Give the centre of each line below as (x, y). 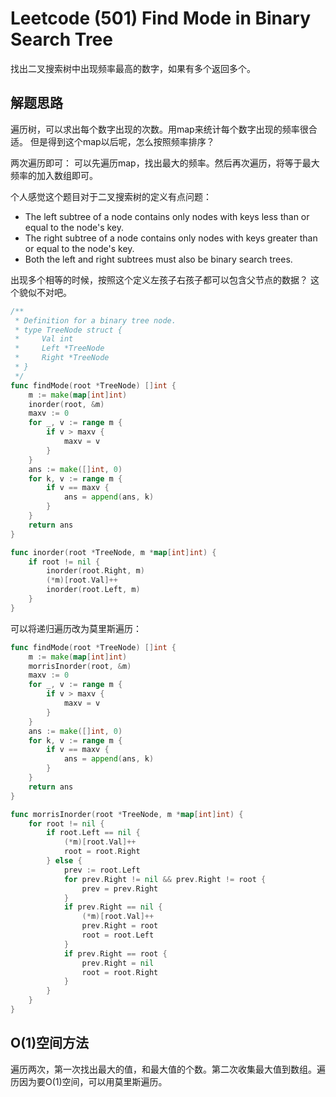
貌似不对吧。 (45, 292)
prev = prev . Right (120, 888)
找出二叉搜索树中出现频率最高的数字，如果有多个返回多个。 (133, 68)
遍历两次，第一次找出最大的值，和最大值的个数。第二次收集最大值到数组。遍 (168, 1069)
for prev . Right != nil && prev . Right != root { (165, 879)
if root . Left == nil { (93, 833)
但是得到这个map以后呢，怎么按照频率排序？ (122, 141)
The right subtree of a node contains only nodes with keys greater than (171, 238)
